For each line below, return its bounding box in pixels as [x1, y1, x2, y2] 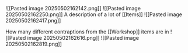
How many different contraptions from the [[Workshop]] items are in [5, 28, 169, 35]
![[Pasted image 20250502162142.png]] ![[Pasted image [5, 5, 141, 12]
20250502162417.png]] [5, 17, 61, 24]
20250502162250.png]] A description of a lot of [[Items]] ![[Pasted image [5, 11, 182, 18]
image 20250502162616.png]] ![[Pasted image [27, 35, 140, 41]
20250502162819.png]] [5, 40, 62, 47]
